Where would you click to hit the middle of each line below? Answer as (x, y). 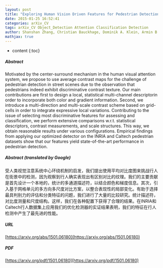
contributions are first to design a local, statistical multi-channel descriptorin (81, 95)
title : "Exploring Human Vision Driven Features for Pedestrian (71, 14)
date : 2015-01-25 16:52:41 (32, 19)
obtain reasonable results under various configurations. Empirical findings (79, 131)
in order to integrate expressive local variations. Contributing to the (82, 110)
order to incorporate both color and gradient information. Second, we (74, 100)
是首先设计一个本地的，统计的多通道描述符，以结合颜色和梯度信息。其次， (79, 183)
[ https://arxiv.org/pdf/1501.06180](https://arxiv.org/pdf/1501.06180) (72, 260)
